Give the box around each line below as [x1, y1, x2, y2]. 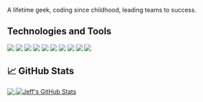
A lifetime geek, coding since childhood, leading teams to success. [7, 6, 197, 14]
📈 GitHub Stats [7, 65, 74, 77]
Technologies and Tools [7, 25, 112, 37]
